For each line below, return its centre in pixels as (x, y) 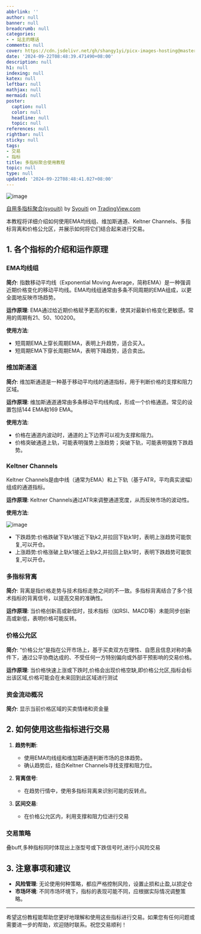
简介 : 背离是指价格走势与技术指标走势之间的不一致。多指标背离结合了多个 (97, 591)
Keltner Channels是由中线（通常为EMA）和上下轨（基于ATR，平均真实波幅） (100, 480)
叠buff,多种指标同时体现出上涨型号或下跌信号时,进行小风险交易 (83, 848)
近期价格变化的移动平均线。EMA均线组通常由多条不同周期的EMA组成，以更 (99, 290)
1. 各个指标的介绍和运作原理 (57, 250)
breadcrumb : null (28, 28)
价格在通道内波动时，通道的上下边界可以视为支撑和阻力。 (86, 435)
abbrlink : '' (22, 12)
